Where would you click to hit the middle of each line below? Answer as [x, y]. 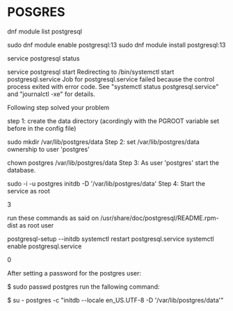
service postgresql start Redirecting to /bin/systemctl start [91, 72]
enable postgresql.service [45, 246]
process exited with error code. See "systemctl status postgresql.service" [113, 86]
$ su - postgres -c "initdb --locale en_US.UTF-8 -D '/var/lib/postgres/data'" [115, 300]
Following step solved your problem [58, 107]
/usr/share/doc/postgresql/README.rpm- [160, 218]
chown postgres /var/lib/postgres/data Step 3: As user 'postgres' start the [113, 162]
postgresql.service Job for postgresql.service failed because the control [111, 79]
